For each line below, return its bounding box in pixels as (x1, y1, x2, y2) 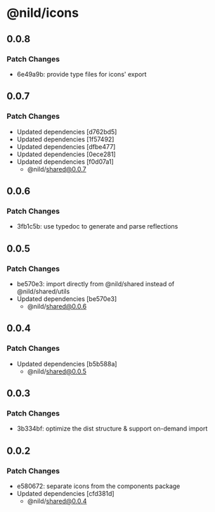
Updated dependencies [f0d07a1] (16, 157, 114, 166)
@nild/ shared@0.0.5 (27, 367, 87, 376)
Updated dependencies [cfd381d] (16, 489, 115, 497)
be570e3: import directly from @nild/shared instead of (16, 279, 175, 288)
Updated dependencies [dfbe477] (16, 142, 116, 151)
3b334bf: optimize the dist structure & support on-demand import (16, 424, 208, 433)
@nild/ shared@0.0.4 (27, 497, 87, 505)
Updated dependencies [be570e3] (16, 294, 117, 303)
